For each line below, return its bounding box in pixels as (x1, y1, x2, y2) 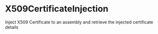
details (5, 24, 18, 30)
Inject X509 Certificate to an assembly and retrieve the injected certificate (5, 19, 153, 25)
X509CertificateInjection (5, 3, 108, 14)
